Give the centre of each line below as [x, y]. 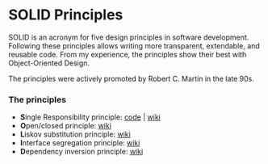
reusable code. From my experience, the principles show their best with [128, 54]
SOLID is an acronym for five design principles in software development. [129, 37]
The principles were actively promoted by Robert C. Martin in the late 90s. [131, 78]
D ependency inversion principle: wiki [82, 152]
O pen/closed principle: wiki [65, 126]
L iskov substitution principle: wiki [75, 134]
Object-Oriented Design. [49, 63]
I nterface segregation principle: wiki [80, 143]
